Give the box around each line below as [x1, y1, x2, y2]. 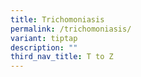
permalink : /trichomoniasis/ [10, 24, 132, 34]
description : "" [10, 42, 78, 53]
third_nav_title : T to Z [10, 52, 114, 62]
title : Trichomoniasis [10, 14, 105, 25]
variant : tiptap [10, 33, 78, 43]
